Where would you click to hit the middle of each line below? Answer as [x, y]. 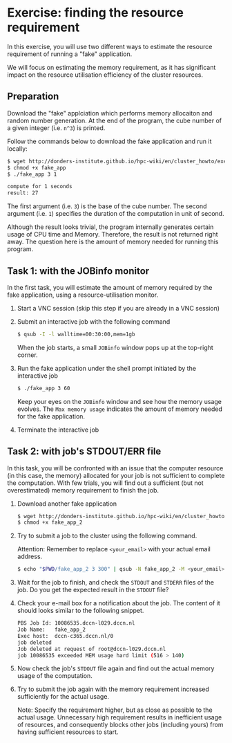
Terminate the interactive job [58, 430]
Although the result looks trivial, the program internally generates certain [110, 227]
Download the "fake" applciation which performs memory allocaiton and [110, 113]
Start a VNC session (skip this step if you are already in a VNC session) [118, 308]
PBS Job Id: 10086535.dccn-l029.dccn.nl [76, 623]
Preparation [33, 97]
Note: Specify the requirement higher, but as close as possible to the [115, 710]
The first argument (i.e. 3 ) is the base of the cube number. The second [107, 206]
